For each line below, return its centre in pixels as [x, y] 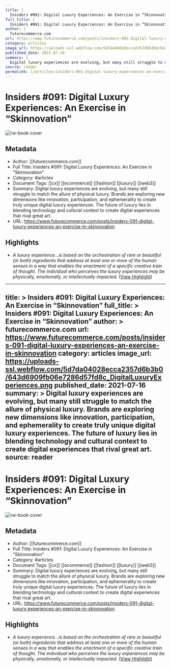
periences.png [29, 385]
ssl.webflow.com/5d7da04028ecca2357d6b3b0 [84, 369]
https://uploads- [32, 361]
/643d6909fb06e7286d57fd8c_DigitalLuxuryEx [83, 377]
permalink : [17, 72]
